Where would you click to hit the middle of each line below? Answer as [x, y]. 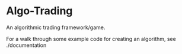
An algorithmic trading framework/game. [56, 27]
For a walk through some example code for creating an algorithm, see [91, 39]
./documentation [26, 45]
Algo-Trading [39, 11]
